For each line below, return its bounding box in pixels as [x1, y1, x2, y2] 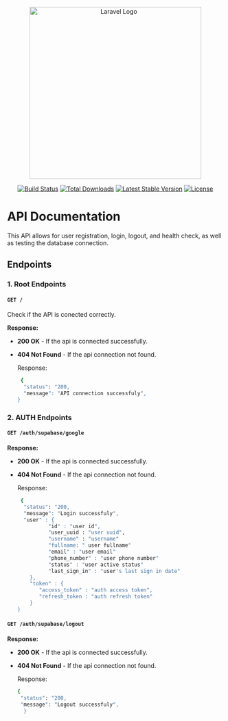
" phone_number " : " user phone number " [47, 554, 159, 561]
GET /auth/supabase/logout [7, 620, 84, 628]
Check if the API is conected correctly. [7, 311, 117, 319]
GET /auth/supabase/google [7, 430, 84, 437]
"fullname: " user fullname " [47, 542, 132, 549]
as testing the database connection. [7, 238, 109, 247]
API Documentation [7, 209, 121, 224]
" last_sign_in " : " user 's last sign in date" [47, 567, 181, 574]
